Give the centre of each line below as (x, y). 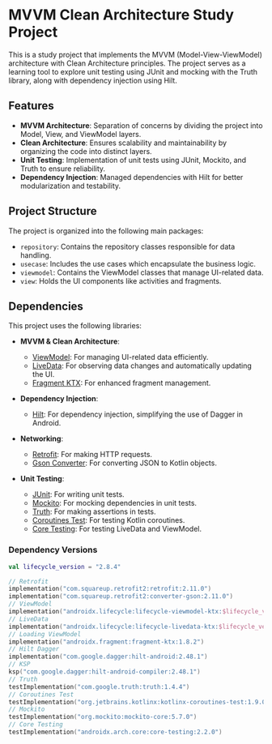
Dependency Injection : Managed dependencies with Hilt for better (132, 177)
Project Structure (53, 211)
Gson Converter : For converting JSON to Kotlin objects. (124, 463)
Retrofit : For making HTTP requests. (92, 455)
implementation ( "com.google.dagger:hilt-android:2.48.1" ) (108, 657)
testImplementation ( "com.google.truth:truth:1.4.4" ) (99, 686)
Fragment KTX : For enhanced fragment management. (121, 383)
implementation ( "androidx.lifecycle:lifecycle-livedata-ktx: (114, 626)
